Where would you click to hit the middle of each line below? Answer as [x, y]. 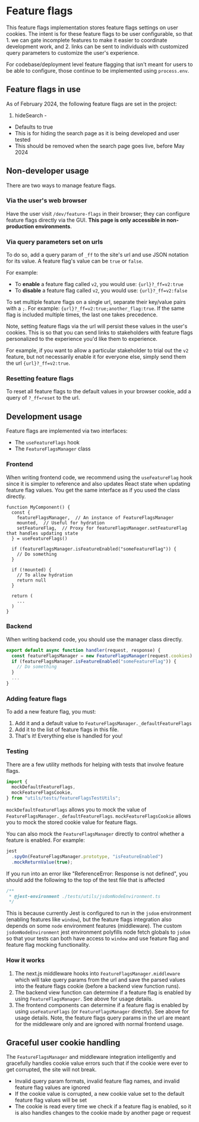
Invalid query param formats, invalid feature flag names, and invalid [97, 1081]
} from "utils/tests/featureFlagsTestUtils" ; [63, 798]
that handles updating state [42, 533]
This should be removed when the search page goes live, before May [99, 146]
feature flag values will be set [51, 1100]
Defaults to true [34, 127]
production [20, 226]
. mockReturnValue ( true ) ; [42, 862]
